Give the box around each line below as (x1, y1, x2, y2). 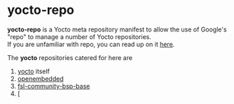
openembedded (17, 74, 64, 82)
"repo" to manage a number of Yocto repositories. (7, 32, 152, 40)
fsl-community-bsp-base (17, 82, 90, 90)
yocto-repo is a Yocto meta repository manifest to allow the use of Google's (7, 25, 227, 34)
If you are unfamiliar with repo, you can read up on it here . (7, 40, 175, 48)
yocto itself (17, 67, 50, 75)
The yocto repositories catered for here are (7, 53, 133, 61)
